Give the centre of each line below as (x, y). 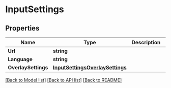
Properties (22, 28)
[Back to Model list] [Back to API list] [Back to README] (64, 80)
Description (146, 42)
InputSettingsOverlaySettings (90, 67)
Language (20, 59)
